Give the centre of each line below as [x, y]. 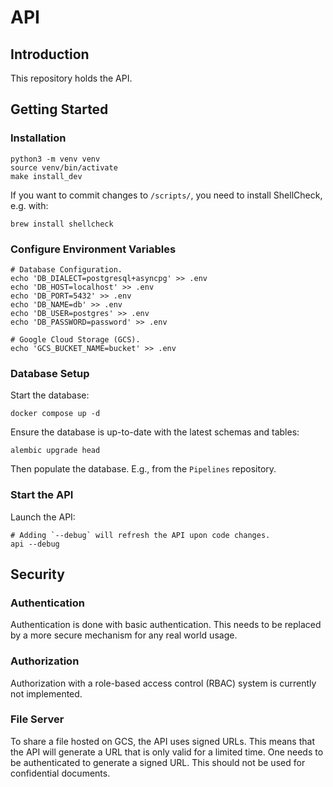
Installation [38, 138]
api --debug [35, 544]
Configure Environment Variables [93, 249]
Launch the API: [43, 517]
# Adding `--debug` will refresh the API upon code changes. [140, 535]
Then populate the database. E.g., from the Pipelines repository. [143, 469]
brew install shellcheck [62, 224]
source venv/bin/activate [64, 167]
